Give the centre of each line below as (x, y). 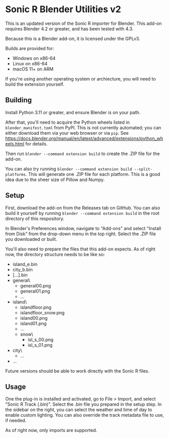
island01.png (33, 323)
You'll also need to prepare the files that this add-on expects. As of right (80, 249)
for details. (36, 143)
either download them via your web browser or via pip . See (67, 133)
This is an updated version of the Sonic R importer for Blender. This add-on (83, 23)
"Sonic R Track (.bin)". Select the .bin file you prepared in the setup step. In (83, 405)
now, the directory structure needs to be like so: (55, 254)
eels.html (15, 143)
